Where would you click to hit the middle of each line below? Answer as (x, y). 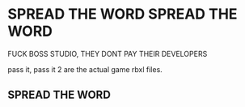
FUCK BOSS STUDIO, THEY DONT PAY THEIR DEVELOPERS (108, 53)
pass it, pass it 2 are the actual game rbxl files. (85, 69)
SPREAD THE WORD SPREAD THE (122, 14)
